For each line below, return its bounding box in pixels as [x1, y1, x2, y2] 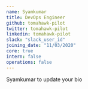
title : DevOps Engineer [6, 14, 66, 20]
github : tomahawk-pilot [6, 20, 66, 26]
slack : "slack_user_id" [6, 37, 66, 43]
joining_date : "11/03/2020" [6, 43, 77, 49]
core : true [6, 48, 34, 54]
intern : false [6, 54, 42, 60]
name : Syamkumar [6, 8, 47, 15]
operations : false [6, 59, 52, 65]
